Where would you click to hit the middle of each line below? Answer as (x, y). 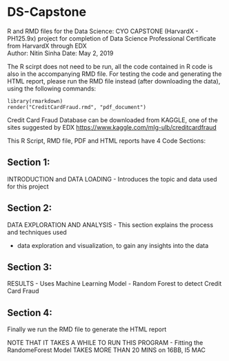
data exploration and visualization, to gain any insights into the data (113, 245)
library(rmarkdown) (35, 101)
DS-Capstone (47, 12)
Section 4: (30, 312)
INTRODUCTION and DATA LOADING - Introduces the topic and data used (112, 179)
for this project (28, 186)
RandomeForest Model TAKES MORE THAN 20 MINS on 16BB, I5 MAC (106, 350)
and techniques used (37, 232)
